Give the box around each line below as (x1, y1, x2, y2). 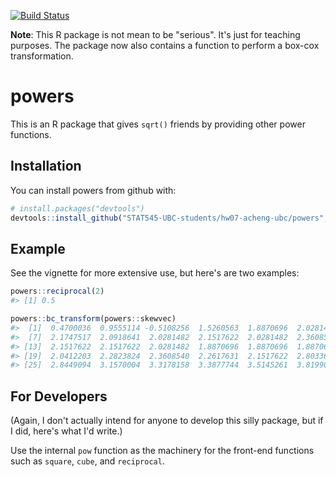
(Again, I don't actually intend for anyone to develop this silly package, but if (10, 415, 324, 427)
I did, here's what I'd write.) (10, 425, 123, 437)
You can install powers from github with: (10, 184, 177, 196)
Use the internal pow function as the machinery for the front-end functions (10, 445, 315, 457)
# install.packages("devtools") (10, 203, 145, 214)
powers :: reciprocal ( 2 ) (10, 286, 105, 297)
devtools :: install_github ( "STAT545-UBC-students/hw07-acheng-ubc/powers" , (10, 213, 329, 223)
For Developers (10, 388, 108, 405)
